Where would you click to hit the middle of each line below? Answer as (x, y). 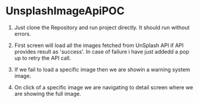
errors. (22, 33)
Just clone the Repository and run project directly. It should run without (102, 27)
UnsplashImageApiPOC (65, 11)
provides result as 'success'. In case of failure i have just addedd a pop (102, 51)
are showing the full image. (48, 93)
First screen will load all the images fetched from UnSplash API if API (99, 45)
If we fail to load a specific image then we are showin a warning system (102, 69)
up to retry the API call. (42, 58)
